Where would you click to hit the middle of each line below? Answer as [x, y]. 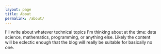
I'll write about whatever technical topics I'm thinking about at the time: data [81, 32]
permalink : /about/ [25, 18]
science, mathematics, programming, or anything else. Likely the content [78, 37]
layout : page [18, 9]
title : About [18, 14]
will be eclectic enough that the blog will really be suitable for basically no [79, 42]
